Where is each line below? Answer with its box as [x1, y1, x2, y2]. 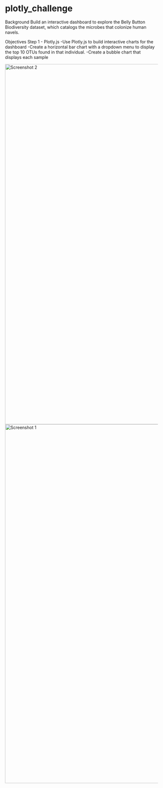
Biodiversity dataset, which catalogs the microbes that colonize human [5, 24, 147, 30]
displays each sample [5, 54, 49, 60]
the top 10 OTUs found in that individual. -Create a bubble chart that [5, 49, 141, 55]
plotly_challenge [5, 3, 73, 14]
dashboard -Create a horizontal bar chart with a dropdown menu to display [5, 44, 155, 50]
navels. [5, 29, 19, 35]
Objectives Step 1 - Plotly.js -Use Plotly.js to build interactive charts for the [5, 38, 154, 44]
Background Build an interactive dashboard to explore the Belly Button [5, 19, 146, 25]
